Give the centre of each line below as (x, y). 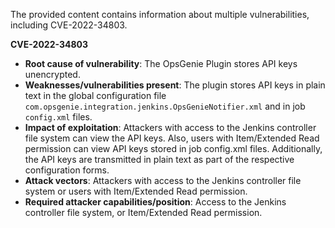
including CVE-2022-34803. (69, 25)
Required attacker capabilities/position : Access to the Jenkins (155, 202)
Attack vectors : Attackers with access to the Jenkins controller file (163, 180)
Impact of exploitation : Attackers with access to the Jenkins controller (170, 127)
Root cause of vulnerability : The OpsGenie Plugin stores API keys (161, 63)
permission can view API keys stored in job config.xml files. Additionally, (173, 148)
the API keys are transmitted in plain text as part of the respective (159, 159)
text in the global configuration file (95, 95)
